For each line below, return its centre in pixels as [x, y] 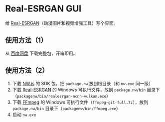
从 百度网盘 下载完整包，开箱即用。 [41, 53]
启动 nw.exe [24, 115]
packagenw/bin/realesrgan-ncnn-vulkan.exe [62, 96]
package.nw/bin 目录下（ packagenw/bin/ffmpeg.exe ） [66, 108]
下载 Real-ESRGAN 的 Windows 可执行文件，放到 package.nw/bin [79, 90]
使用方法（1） [26, 40]
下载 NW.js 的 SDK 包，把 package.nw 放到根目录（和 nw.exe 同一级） [83, 83]
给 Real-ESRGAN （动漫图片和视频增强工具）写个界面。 [62, 23]
